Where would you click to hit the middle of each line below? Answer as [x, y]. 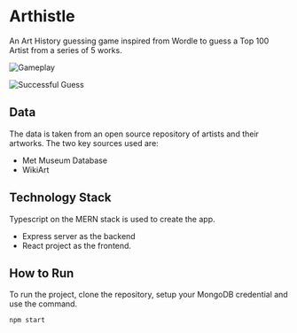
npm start [27, 321]
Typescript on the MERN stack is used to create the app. [112, 219]
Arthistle [42, 16]
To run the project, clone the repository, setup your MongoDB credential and [148, 295]
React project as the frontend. [76, 245]
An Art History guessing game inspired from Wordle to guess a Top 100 [139, 41]
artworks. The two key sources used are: [84, 143]
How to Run [42, 273]
